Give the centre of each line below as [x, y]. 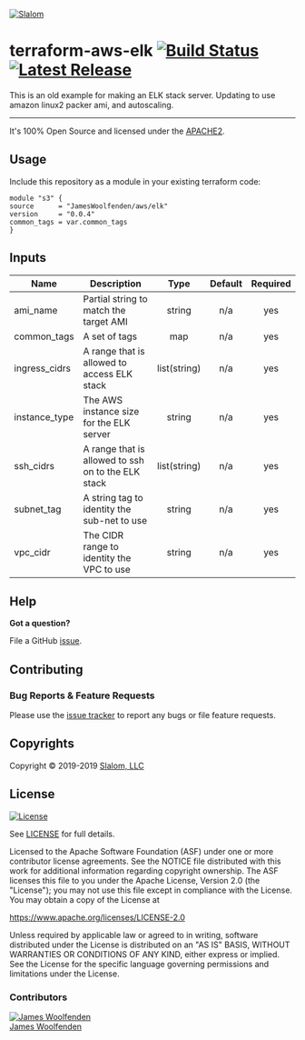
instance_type [44, 416]
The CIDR [103, 535]
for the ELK [107, 423]
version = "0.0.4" [52, 214]
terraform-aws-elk [81, 51]
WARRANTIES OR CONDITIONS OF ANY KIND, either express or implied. [144, 954]
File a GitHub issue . [46, 641]
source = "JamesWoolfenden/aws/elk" [89, 206]
